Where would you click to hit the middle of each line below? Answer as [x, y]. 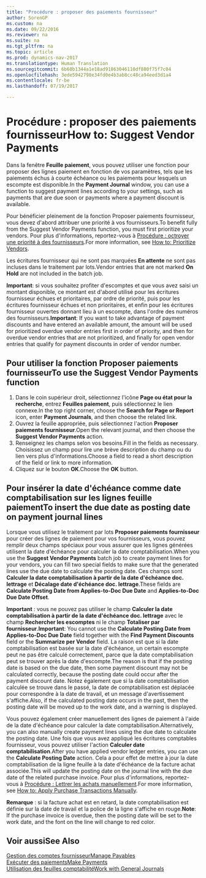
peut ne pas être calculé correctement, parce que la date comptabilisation [100, 655]
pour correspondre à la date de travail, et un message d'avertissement [95, 693]
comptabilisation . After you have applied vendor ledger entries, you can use [102, 751]
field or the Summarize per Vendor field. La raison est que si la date [93, 641]
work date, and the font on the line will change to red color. [81, 822]
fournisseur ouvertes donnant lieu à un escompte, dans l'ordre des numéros [102, 311]
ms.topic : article [30, 52]
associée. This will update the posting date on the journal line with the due [99, 771]
